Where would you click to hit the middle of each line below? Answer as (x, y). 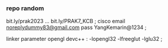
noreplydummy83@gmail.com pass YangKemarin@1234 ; (76, 27)
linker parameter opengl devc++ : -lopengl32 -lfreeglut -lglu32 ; (84, 39)
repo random (25, 8)
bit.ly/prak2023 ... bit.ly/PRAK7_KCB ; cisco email (66, 21)
